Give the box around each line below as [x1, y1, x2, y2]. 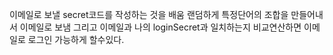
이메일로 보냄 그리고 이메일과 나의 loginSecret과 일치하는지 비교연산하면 [19, 21, 302, 33]
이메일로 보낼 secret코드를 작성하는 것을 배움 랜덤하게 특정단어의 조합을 [9, 9, 289, 20]
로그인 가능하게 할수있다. [27, 34, 125, 45]
